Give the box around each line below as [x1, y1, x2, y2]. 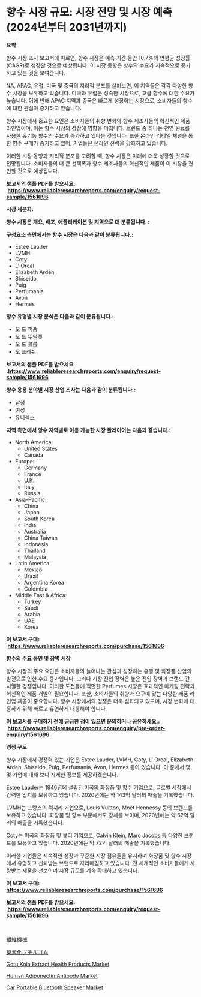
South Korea [23, 515, 55, 522]
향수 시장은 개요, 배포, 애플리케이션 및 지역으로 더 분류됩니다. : [6, 218, 150, 225]
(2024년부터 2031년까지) [6, 20, 127, 34]
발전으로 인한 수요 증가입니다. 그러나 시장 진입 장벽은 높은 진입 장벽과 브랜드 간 [6, 675, 190, 682]
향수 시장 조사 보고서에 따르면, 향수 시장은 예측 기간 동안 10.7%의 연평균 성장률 [6, 54, 191, 61]
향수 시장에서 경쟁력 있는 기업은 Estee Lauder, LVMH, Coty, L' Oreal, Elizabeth [6, 756, 194, 763]
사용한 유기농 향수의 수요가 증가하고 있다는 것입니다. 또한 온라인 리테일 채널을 [6, 132, 187, 139]
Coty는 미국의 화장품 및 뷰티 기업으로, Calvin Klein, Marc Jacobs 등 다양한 [6, 832, 183, 839]
